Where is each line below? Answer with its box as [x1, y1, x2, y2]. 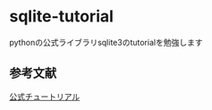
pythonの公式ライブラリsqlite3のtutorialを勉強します [9, 37, 203, 47]
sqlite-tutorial [9, 6, 114, 27]
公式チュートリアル [9, 91, 81, 102]
